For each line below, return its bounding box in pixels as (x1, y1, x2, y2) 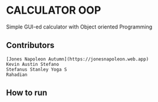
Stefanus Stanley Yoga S (6, 66, 67, 72)
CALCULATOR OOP (6, 4, 101, 17)
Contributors (6, 40, 55, 50)
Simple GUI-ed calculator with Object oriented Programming (6, 23, 152, 30)
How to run (6, 88, 48, 98)
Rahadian (6, 72, 28, 78)
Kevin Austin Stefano (6, 61, 60, 67)
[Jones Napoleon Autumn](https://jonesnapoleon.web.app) (6, 56, 149, 62)
